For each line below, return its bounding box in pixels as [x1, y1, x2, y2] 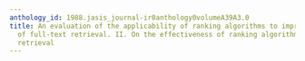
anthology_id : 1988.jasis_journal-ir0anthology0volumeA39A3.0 [9, 13, 250, 22]
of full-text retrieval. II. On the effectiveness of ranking [17, 30, 258, 39]
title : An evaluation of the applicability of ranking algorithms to [9, 22, 279, 30]
